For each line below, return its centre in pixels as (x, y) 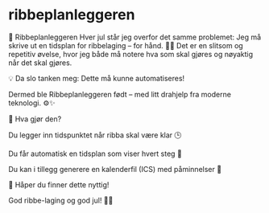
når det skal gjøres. (40, 63)
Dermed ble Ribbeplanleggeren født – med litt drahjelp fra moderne (120, 94)
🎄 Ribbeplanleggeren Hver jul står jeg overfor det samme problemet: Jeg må (135, 37)
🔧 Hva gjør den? (35, 119)
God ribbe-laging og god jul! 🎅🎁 (61, 200)
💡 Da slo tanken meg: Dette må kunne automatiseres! (97, 78)
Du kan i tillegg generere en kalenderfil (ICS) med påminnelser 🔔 (115, 169)
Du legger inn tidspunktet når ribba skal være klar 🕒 (95, 135)
